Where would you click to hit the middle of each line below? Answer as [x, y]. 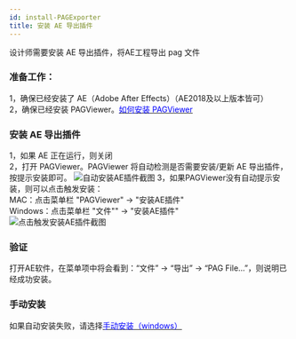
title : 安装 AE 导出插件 [51, 26]
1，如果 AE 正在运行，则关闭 [61, 155]
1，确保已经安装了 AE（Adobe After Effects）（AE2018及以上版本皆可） [139, 98]
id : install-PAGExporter [55, 17]
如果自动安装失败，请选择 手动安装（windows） [96, 326]
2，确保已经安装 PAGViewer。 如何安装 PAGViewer [101, 109]
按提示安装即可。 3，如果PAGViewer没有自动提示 [141, 177]
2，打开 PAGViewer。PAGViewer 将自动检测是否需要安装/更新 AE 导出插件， [149, 167]
